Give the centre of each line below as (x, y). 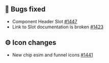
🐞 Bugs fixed (25, 9)
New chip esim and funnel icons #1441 (52, 55)
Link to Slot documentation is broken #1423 (58, 27)
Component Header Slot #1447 (45, 21)
